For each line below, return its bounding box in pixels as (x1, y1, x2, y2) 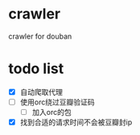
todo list (8, 59, 64, 78)
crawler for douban (8, 31, 72, 41)
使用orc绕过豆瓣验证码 (19, 97, 95, 107)
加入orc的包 (31, 108, 72, 117)
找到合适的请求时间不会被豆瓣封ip (19, 117, 133, 127)
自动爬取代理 (19, 87, 63, 96)
